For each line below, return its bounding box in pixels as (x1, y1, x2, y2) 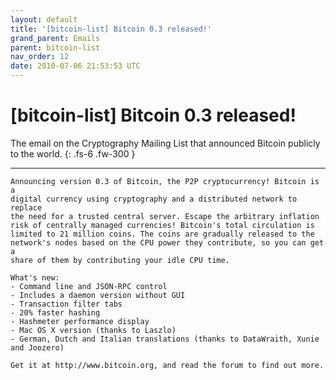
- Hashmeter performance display (10, 316, 150, 326)
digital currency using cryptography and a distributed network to (10, 194, 298, 204)
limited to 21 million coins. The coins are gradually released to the (10, 229, 315, 239)
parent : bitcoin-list (10, 42, 101, 53)
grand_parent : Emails (10, 33, 101, 43)
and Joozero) (10, 342, 65, 353)
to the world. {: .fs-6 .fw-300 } (10, 147, 136, 160)
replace (10, 202, 43, 213)
